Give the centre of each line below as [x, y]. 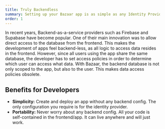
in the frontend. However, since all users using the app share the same [76, 53]
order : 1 [14, 19]
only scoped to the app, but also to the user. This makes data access [75, 69]
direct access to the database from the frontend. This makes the [70, 43]
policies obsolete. [23, 75]
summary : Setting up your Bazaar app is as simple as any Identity [76, 14]
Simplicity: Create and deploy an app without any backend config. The [84, 102]
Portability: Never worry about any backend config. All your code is [81, 112]
